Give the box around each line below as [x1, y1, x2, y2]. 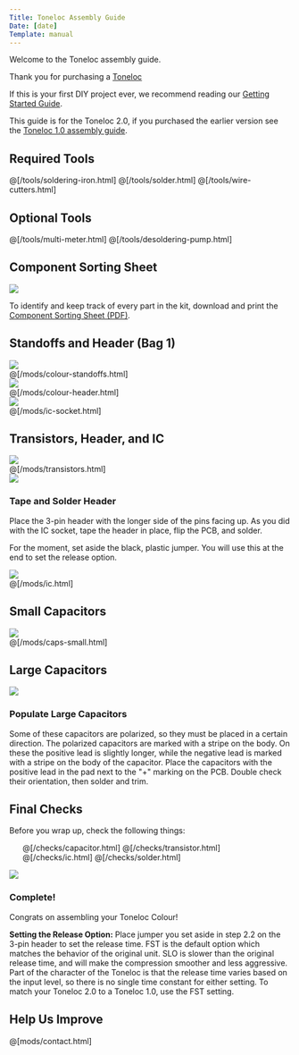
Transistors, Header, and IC [9, 431, 165, 447]
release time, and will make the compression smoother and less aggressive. [9, 958, 288, 968]
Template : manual [9, 30, 74, 38]
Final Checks [9, 802, 83, 817]
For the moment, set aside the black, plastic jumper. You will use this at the [9, 542, 284, 553]
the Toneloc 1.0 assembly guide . [9, 125, 128, 136]
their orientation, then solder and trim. [9, 775, 149, 787]
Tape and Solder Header [9, 495, 117, 508]
